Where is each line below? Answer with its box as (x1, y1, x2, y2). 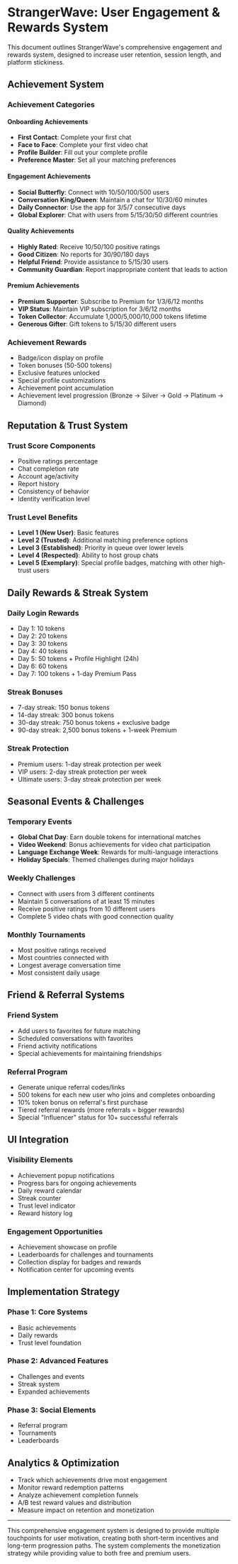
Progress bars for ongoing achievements (17, 1179, 137, 1187)
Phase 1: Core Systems (7, 1307, 88, 1317)
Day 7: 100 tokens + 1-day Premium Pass (17, 669, 137, 678)
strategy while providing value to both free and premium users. (7, 1548, 191, 1557)
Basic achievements (17, 1323, 76, 1332)
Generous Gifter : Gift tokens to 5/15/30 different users (17, 320, 177, 329)
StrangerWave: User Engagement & (7, 4, 221, 21)
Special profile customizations (17, 376, 106, 385)
